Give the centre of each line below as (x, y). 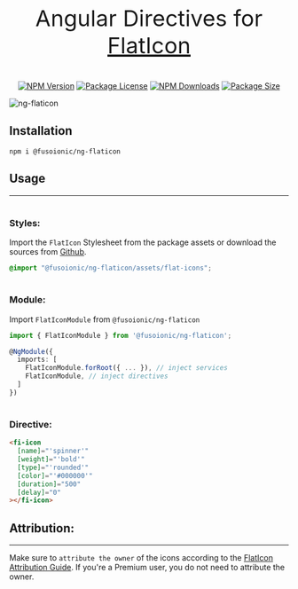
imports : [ (37, 360)
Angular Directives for (149, 18)
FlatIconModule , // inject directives (97, 376)
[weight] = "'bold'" (51, 459)
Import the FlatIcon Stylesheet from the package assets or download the (143, 242)
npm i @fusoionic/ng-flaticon (65, 151)
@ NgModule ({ (31, 351)
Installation (41, 131)
